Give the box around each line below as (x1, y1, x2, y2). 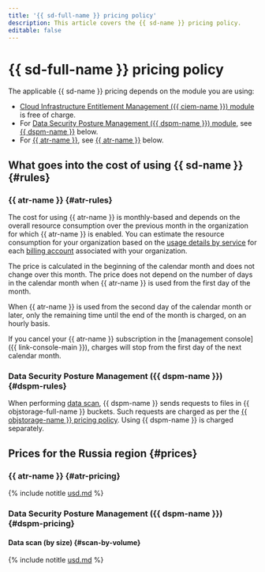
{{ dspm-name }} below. (19, 127, 99, 137)
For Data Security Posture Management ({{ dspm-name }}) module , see (19, 119, 252, 128)
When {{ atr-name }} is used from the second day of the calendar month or (8, 302, 252, 311)
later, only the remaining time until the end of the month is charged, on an (8, 310, 247, 320)
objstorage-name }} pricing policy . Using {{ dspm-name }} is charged (8, 415, 234, 425)
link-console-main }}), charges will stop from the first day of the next (18, 343, 242, 352)
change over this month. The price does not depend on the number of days (8, 270, 253, 279)
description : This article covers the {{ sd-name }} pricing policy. (8, 19, 242, 27)
